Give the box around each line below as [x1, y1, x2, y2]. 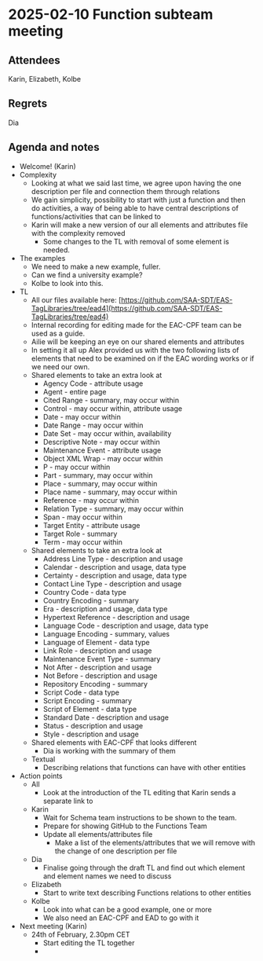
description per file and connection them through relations [31, 186, 221, 196]
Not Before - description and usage [42, 670, 158, 680]
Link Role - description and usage [42, 646, 152, 655]
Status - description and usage [42, 721, 144, 730]
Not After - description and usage [42, 662, 152, 672]
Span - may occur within [42, 512, 123, 522]
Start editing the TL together [42, 937, 135, 948]
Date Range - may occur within [42, 420, 144, 430]
